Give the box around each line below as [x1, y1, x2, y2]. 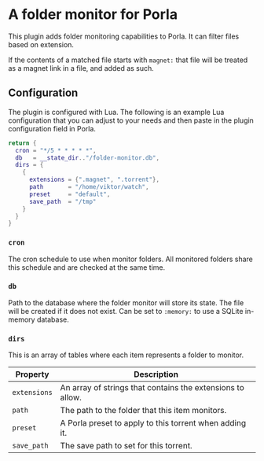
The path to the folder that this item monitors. [60, 405, 227, 416]
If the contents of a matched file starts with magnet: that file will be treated [8, 55, 248, 65]
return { [8, 139, 37, 147]
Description [133, 369, 179, 380]
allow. [60, 392, 82, 403]
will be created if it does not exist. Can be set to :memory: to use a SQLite [8, 306, 244, 315]
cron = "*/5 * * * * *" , [15, 146, 97, 154]
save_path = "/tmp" [28, 197, 97, 205]
